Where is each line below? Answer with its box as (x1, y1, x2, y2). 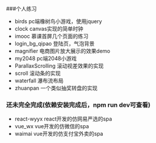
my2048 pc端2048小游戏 (14, 55, 77, 62)
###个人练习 (6, 5, 37, 12)
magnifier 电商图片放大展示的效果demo (14, 47, 110, 55)
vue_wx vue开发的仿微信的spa (14, 123, 89, 130)
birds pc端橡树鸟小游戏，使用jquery (14, 18, 102, 25)
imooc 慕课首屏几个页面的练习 (14, 33, 89, 40)
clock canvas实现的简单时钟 (14, 26, 84, 32)
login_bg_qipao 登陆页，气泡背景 (14, 40, 95, 47)
